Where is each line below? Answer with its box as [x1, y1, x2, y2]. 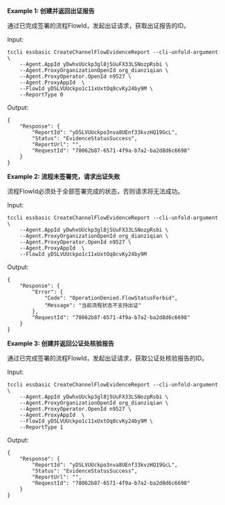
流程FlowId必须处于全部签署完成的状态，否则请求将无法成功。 [7, 187, 184, 195]
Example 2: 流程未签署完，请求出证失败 [7, 173, 120, 180]
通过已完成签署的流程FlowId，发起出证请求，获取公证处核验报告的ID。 [7, 354, 208, 362]
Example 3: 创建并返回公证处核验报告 [7, 339, 114, 348]
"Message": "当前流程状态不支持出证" [44, 302, 142, 309]
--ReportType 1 [19, 424, 64, 431]
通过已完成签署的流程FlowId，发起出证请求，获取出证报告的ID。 [7, 22, 190, 30]
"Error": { [32, 289, 64, 296]
